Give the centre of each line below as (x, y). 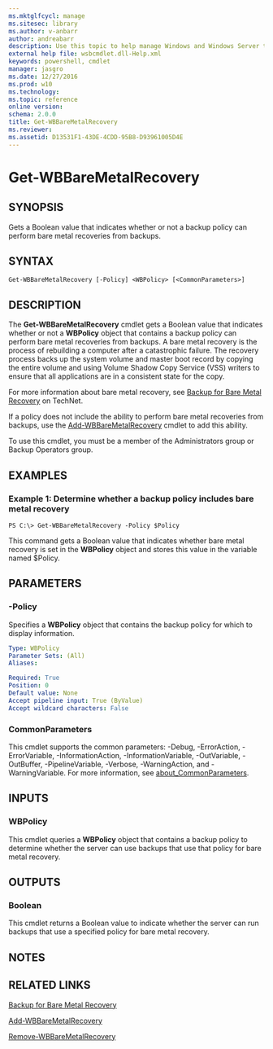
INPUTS (28, 799)
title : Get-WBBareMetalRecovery (63, 122)
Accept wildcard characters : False (69, 708)
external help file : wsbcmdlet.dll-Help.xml (85, 54)
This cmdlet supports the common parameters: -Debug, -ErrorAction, (125, 747)
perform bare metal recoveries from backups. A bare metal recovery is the (133, 342)
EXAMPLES (38, 475)
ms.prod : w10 (30, 84)
